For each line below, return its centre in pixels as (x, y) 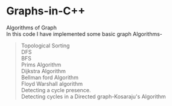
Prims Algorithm (41, 65)
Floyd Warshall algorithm (52, 84)
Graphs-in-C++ (46, 11)
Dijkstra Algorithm (43, 71)
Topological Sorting (45, 46)
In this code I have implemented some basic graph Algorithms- (84, 34)
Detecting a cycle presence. (56, 90)
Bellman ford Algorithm (49, 77)
